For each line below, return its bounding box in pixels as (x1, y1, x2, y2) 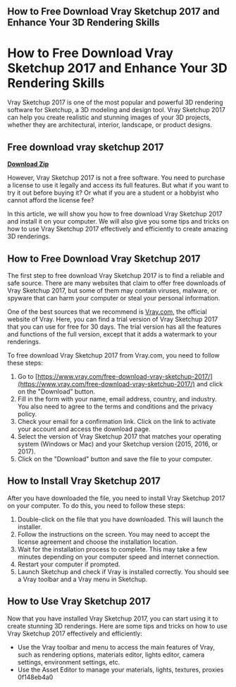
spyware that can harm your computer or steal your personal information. (7, 293, 221, 302)
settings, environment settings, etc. (17, 657, 120, 666)
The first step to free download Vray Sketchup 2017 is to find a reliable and (7, 271, 225, 279)
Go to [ (17, 372, 38, 380)
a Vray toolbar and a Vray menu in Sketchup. (17, 575, 148, 583)
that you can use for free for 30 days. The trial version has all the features (7, 322, 222, 331)
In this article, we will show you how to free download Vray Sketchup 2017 (7, 209, 223, 218)
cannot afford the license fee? (7, 196, 94, 205)
